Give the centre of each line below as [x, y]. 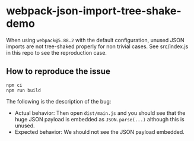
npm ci [14, 85]
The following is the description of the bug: [59, 101]
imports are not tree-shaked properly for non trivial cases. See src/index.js [97, 46]
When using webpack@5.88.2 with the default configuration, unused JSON [95, 40]
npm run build [24, 90]
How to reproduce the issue [58, 72]
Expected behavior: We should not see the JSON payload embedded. [100, 131]
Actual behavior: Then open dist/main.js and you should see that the [100, 113]
